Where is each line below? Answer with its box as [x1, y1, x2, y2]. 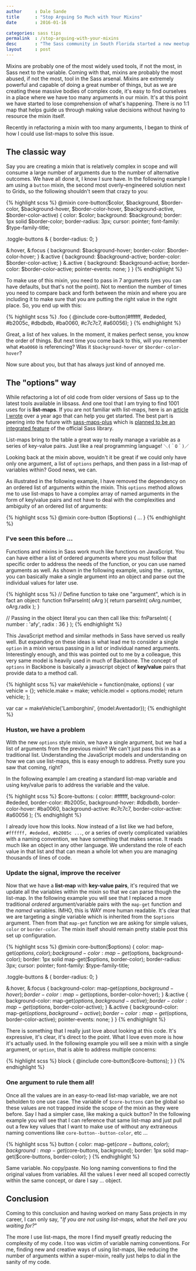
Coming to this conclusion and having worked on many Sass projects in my [6, 1209, 187, 1216]
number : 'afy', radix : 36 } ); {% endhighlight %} [6, 621, 123, 628]
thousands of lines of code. [6, 854, 72, 861]
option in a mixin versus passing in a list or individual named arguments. [6, 644, 180, 652]
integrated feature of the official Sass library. [6, 424, 114, 431]
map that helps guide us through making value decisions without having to [6, 106, 185, 113]
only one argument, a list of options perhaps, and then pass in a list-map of [6, 460, 188, 467]
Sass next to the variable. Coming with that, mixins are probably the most [6, 69, 183, 76]
